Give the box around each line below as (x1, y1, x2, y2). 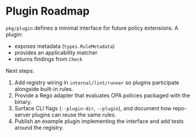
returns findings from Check (14, 55, 83, 62)
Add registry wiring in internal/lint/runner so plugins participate (14, 79, 180, 86)
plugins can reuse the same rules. (31, 111, 116, 118)
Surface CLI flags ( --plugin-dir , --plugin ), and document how (14, 104, 172, 112)
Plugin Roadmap (5, 4, 90, 18)
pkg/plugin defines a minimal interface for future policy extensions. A (5, 24, 179, 32)
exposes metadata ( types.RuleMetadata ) (14, 42, 116, 50)
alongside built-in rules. (14, 85, 74, 92)
